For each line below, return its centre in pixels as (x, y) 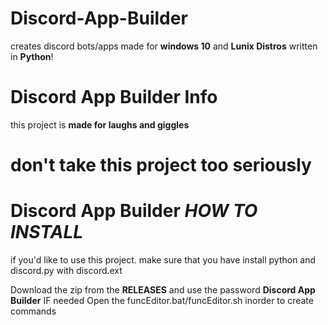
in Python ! (32, 56)
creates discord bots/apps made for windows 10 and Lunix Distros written (164, 46)
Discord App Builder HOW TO (134, 211)
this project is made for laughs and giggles (100, 124)
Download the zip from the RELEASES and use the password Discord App (163, 290)
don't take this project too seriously (161, 165)
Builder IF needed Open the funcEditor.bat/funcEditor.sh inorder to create (162, 300)
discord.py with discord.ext (66, 270)
